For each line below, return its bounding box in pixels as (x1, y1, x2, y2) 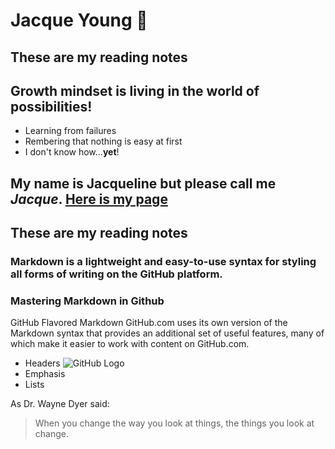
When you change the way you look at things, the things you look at (34, 417, 315, 429)
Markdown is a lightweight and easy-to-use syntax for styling (10, 255, 317, 269)
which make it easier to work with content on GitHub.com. (10, 338, 250, 350)
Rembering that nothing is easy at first (24, 135, 183, 148)
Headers (24, 357, 61, 369)
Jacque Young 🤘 (10, 9, 148, 32)
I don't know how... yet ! (24, 146, 120, 158)
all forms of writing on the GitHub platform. (10, 267, 223, 281)
